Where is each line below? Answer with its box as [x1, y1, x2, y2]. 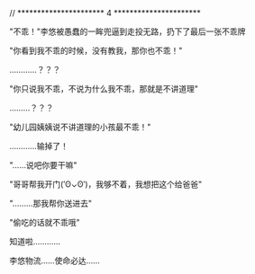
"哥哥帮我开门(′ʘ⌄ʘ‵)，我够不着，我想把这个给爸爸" [9, 179, 203, 190]
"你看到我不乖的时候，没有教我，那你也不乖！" [9, 45, 183, 56]
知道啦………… [9, 236, 61, 246]
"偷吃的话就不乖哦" [9, 217, 81, 227]
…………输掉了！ [9, 141, 69, 151]
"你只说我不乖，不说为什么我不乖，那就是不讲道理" [9, 84, 199, 93]
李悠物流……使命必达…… [9, 255, 101, 266]
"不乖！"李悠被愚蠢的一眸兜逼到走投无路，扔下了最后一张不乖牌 [9, 26, 246, 37]
